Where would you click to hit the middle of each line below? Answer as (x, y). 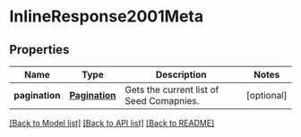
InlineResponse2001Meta (107, 17)
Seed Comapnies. (162, 101)
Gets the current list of (172, 90)
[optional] (267, 95)
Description (181, 75)
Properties (39, 50)
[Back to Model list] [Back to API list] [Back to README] (112, 123)
